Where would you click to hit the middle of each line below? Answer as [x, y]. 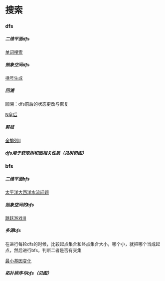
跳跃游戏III [16, 218]
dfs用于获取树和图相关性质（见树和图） [46, 153]
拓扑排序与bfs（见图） [28, 273]
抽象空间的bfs [20, 205]
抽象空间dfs [17, 64]
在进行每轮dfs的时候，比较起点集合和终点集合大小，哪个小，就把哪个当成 [81, 244]
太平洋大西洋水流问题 [27, 192]
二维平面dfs [17, 38]
